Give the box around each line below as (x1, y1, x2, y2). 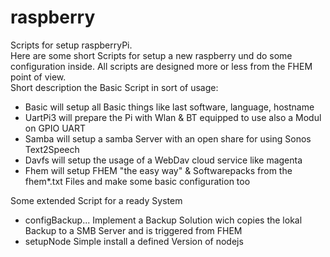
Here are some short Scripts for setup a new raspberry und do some (10, 49, 293, 61)
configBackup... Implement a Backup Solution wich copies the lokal (24, 214, 303, 226)
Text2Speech (24, 143, 80, 155)
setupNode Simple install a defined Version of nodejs (24, 235, 244, 247)
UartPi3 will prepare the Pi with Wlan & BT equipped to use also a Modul (24, 111, 322, 123)
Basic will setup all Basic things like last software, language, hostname (24, 101, 315, 113)
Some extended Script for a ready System (10, 194, 183, 206)
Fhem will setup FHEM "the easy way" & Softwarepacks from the (24, 164, 293, 176)
